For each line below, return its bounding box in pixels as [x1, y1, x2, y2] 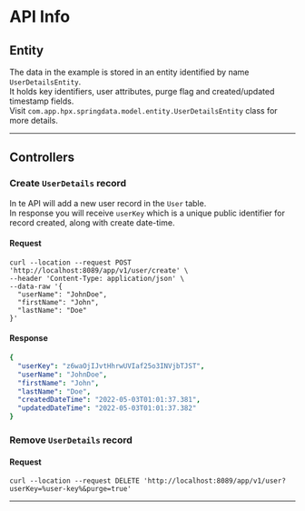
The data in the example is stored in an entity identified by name [9, 66, 250, 77]
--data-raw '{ [9, 282, 64, 291]
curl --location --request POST [9, 257, 132, 267]
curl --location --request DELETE [9, 476, 141, 486]
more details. [9, 115, 59, 125]
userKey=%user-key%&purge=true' [9, 485, 132, 494]
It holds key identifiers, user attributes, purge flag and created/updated [9, 86, 275, 96]
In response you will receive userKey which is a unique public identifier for [9, 207, 286, 218]
